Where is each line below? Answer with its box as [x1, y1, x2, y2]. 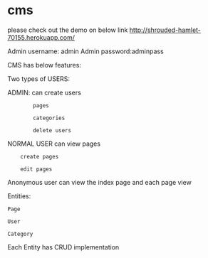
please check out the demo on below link [7, 26, 128, 34]
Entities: [7, 191, 31, 200]
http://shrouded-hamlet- [129, 26, 202, 34]
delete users [33, 127, 72, 134]
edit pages [20, 166, 53, 173]
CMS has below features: [7, 60, 82, 69]
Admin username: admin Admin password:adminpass [7, 47, 164, 55]
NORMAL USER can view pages [7, 139, 101, 148]
